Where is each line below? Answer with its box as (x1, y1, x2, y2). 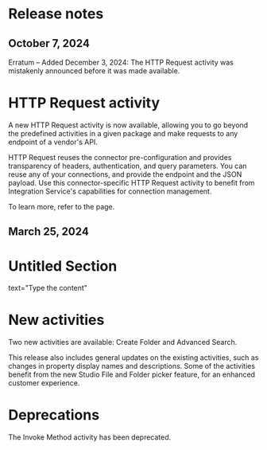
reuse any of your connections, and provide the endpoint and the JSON (8, 169, 242, 179)
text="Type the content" (8, 284, 87, 293)
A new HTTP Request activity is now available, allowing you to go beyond (8, 120, 249, 130)
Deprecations (8, 406, 100, 425)
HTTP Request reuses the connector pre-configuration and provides (8, 152, 232, 162)
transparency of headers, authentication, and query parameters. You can (8, 161, 247, 170)
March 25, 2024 (8, 225, 89, 239)
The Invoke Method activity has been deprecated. (8, 432, 172, 442)
